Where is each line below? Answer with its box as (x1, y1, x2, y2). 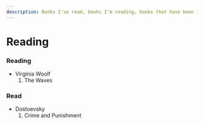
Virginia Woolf (15, 70, 50, 77)
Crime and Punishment (24, 112, 82, 119)
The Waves (24, 77, 53, 84)
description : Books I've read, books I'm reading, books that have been (6, 8, 194, 15)
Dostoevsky (15, 105, 46, 113)
